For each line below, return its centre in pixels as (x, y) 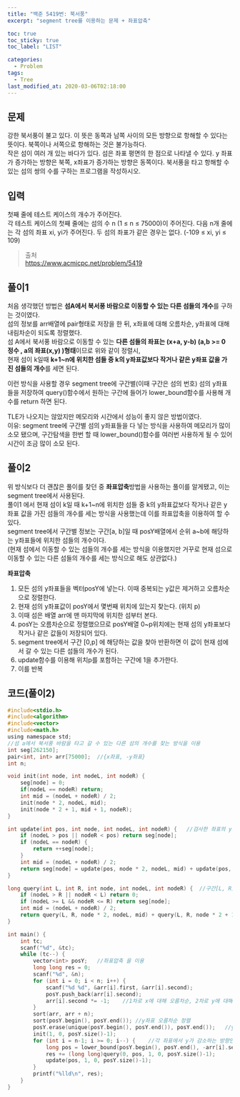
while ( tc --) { (43, 954)
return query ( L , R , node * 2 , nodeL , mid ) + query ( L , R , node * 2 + (124, 915)
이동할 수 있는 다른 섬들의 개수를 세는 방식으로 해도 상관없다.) (92, 558)
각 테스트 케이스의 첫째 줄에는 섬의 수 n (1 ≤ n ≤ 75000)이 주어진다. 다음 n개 (114, 224)
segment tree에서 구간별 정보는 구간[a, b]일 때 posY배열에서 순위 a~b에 (109, 531)
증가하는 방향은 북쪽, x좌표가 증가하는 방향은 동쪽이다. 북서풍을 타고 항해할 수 (122, 162)
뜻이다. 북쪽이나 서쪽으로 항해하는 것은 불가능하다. (77, 144)
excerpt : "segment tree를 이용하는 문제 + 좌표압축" (79, 21)
